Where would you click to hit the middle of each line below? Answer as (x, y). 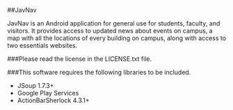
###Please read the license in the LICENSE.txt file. (79, 59)
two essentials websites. (42, 45)
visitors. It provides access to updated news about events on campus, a (110, 31)
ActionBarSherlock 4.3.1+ (54, 100)
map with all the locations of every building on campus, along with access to (117, 38)
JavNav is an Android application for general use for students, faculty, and (114, 23)
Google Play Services (48, 93)
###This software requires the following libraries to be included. (99, 72)
